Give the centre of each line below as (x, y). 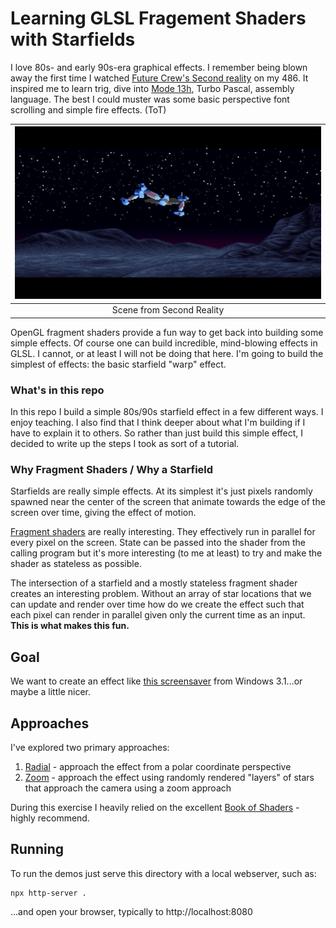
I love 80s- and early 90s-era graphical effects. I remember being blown (159, 67)
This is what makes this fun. (70, 626)
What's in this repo (57, 390)
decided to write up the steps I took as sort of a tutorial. (125, 444)
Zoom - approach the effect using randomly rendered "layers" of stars (169, 778)
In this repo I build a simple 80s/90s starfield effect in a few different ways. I (167, 412)
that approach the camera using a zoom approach (128, 788)
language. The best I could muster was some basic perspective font (150, 99)
